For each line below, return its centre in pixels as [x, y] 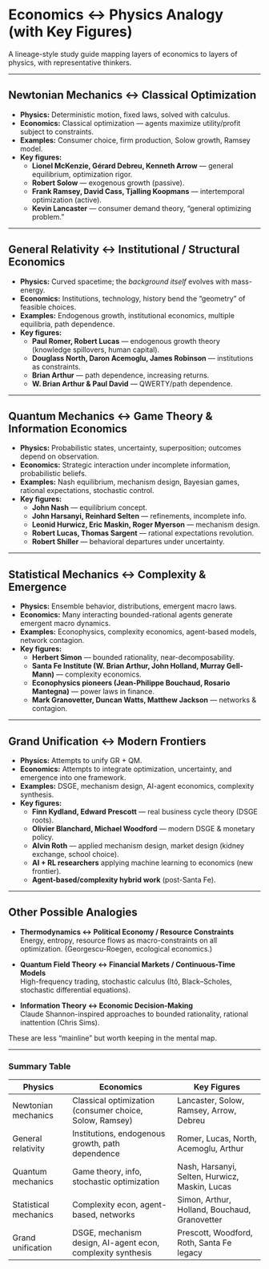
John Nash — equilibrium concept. [90, 507]
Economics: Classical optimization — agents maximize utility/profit [130, 123]
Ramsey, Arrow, [207, 1110]
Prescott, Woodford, [215, 1233]
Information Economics [68, 428]
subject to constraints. [57, 131]
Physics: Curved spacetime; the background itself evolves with [124, 281]
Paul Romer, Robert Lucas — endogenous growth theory [126, 341]
